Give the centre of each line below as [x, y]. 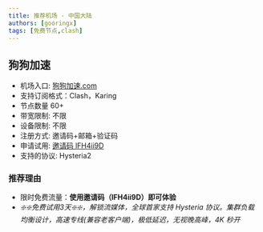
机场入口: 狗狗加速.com [59, 86]
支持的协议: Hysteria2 [56, 156]
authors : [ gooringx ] [43, 23]
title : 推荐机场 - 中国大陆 [50, 16]
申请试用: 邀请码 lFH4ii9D [62, 146]
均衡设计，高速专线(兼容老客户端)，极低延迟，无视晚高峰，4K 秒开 [130, 220]
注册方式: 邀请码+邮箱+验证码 [69, 136]
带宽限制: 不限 [43, 116]
